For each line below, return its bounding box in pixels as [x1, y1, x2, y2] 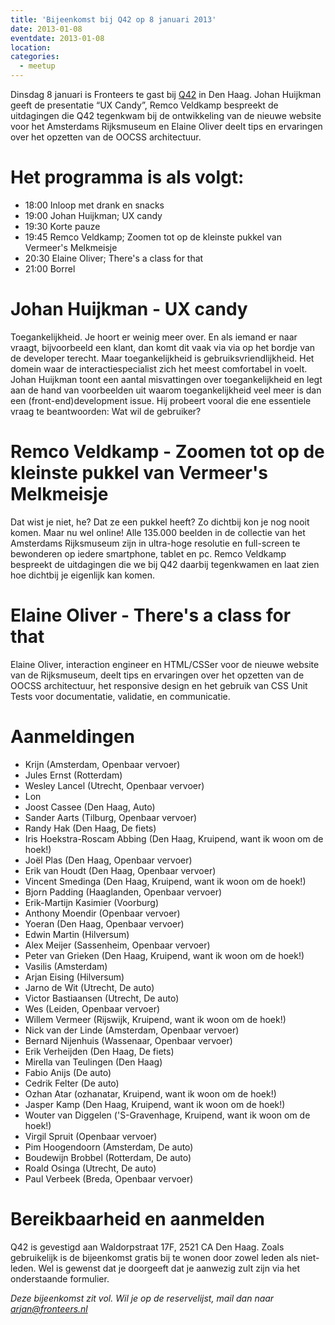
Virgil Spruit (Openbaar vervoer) [24, 1130, 158, 1142]
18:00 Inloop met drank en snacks [24, 199, 165, 211]
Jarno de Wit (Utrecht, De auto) [24, 981, 155, 993]
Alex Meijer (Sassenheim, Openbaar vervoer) [24, 939, 211, 951]
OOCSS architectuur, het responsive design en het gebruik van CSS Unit [10, 679, 308, 691]
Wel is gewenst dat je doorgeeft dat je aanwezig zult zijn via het [38, 1262, 300, 1274]
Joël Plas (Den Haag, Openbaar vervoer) [24, 854, 193, 866]
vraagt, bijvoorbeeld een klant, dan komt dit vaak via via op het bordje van [10, 341, 316, 353]
